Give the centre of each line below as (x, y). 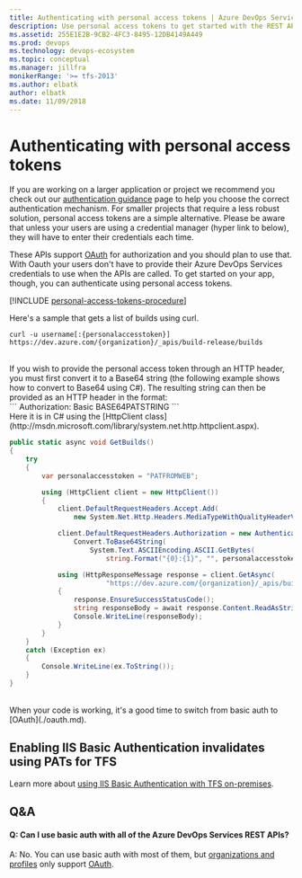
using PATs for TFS (63, 762)
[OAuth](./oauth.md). (48, 719)
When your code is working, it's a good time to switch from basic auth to (144, 710)
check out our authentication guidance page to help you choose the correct (149, 200)
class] (156, 417)
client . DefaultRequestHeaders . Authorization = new (154, 534)
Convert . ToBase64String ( (120, 542)
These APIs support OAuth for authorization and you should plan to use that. (151, 255)
